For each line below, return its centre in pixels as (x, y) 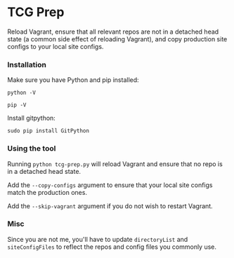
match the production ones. (47, 192)
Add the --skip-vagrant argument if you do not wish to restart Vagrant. (110, 206)
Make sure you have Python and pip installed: (73, 80)
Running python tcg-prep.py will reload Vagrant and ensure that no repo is (115, 164)
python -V (22, 93)
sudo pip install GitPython (48, 131)
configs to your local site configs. (56, 46)
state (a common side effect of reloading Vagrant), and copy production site (117, 39)
